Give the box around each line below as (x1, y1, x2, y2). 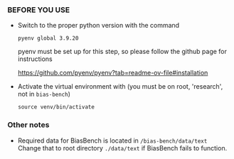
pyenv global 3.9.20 (17, 35, 79, 42)
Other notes (7, 120, 50, 130)
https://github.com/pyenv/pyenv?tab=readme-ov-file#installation (17, 69, 208, 77)
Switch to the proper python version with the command (17, 21, 180, 30)
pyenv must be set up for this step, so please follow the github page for (17, 48, 228, 56)
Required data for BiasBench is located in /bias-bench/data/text (17, 136, 208, 145)
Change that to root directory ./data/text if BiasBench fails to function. (17, 143, 228, 152)
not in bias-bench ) (17, 90, 71, 99)
